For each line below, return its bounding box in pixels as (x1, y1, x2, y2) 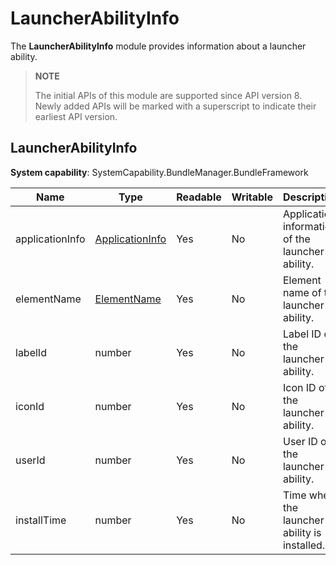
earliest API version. (34, 110, 118, 122)
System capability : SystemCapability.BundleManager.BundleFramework (10, 166, 309, 178)
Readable (176, 190, 222, 204)
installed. (282, 538, 326, 552)
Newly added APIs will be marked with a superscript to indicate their (34, 100, 317, 112)
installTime (15, 513, 67, 527)
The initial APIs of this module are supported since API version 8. (34, 89, 303, 101)
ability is (282, 525, 322, 539)
